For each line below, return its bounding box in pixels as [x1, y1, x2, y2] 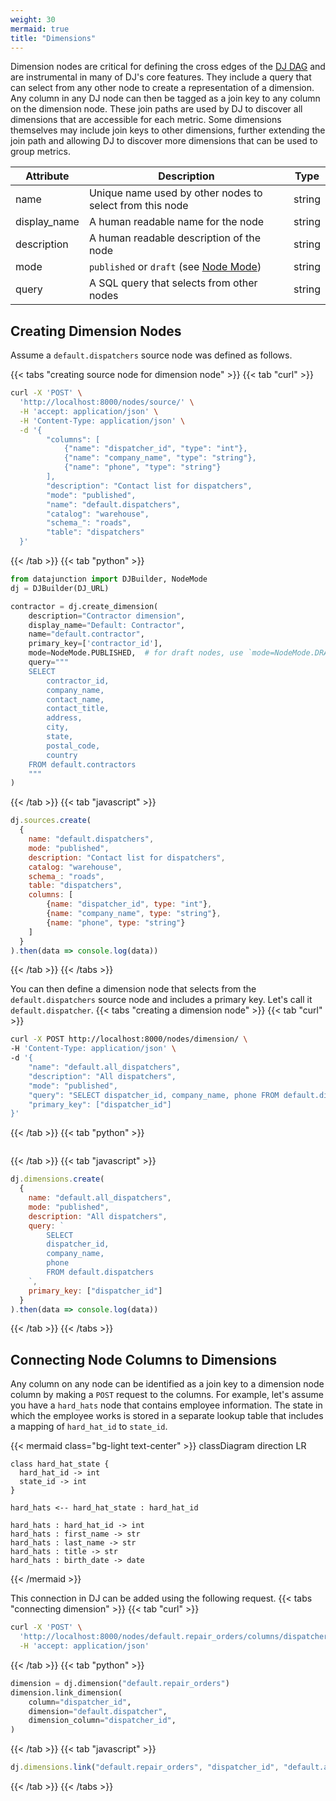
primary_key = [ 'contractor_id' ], [28, 639, 163, 649]
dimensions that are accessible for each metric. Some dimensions [10, 114, 282, 126]
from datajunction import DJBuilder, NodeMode [10, 574, 208, 585]
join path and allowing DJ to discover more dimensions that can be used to [10, 135, 318, 147]
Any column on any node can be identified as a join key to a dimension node [10, 1378, 325, 1390]
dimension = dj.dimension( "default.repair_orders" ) [10, 1678, 230, 1688]
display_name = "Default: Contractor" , [28, 620, 186, 630]
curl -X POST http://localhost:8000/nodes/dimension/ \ [10, 1034, 248, 1045]
